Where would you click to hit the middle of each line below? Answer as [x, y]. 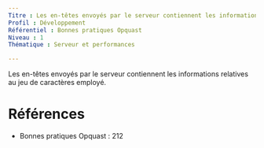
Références [46, 114]
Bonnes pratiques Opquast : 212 [71, 136]
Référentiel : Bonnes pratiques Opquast [75, 30]
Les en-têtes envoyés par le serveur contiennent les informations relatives [128, 74]
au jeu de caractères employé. [57, 83]
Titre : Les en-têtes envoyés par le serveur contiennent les [112, 15]
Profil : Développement [47, 23]
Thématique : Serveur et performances [71, 45]
